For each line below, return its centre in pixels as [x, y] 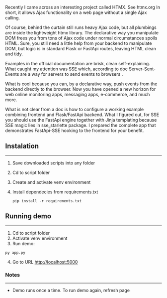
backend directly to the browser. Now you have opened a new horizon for [81, 89]
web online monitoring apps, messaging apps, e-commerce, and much [78, 94]
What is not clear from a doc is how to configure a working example [75, 109]
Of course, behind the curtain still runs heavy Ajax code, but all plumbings [81, 27]
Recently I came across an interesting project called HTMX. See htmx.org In [83, 7]
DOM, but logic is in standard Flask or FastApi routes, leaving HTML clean [81, 49]
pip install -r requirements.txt [47, 201]
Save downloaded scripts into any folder [54, 163]
